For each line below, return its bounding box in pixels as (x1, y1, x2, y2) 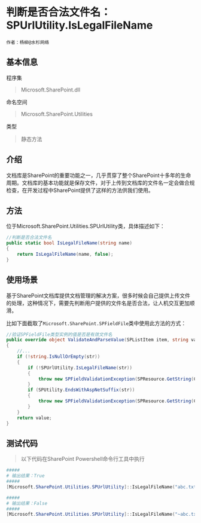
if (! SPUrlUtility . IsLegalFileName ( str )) (28, 365, 133, 371)
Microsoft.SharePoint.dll (20, 86, 81, 93)
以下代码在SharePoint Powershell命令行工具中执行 (20, 455, 145, 463)
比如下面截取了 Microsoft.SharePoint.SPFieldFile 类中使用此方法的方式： (6, 319, 187, 326)
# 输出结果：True (6, 473, 45, 479)
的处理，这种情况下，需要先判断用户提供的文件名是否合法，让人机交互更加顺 (6, 299, 195, 307)
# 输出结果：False (6, 500, 48, 506)
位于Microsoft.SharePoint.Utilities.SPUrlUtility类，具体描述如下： (6, 222, 166, 230)
